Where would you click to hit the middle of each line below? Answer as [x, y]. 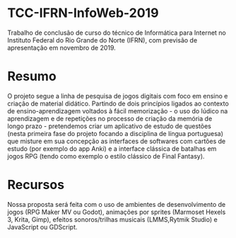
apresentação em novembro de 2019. [62, 47]
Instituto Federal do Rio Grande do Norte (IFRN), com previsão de [102, 40]
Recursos [36, 185]
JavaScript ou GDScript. [42, 227]
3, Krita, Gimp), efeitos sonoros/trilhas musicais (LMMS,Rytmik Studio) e [112, 219]
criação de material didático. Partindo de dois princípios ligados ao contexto [118, 103]
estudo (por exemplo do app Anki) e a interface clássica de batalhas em [112, 148]
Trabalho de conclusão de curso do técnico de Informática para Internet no [117, 33]
